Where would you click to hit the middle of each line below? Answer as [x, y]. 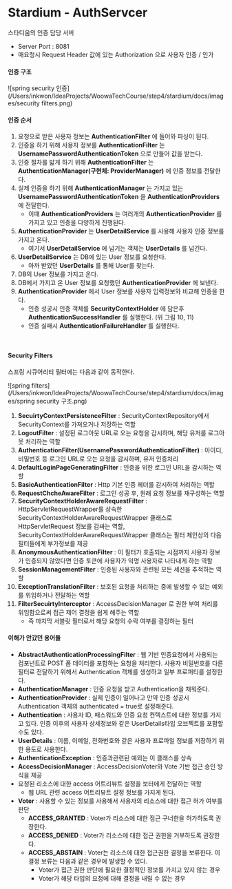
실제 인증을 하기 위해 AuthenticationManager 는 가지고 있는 [101, 188]
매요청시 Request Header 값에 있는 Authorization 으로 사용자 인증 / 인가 [116, 54]
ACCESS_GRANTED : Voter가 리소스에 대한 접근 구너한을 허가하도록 [121, 818]
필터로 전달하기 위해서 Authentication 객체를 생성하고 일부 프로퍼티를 [111, 671]
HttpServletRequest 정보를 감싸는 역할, [71, 526]
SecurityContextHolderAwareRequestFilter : [82, 501]
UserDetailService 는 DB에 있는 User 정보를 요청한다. [92, 257]
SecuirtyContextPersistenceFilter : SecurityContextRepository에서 [113, 415]
